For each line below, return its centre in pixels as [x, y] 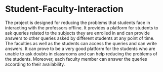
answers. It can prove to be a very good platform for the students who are [80, 48]
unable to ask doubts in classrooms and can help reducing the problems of [81, 54]
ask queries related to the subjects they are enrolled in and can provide [78, 33]
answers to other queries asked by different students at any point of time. [80, 38]
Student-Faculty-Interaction [64, 9]
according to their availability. [35, 64]
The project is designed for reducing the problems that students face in [78, 23]
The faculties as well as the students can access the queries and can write [81, 43]
